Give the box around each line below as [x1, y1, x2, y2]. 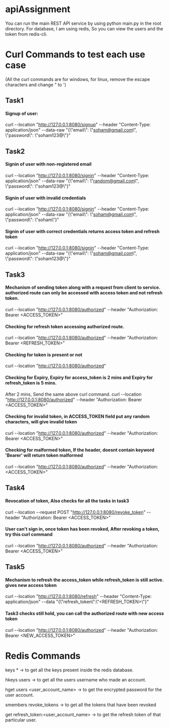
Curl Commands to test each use [5, 49, 145, 60]
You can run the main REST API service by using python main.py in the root [5, 20, 161, 26]
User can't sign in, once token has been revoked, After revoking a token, [5, 526, 160, 532]
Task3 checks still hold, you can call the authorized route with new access [5, 611, 164, 617]
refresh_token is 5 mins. [5, 380, 57, 386]
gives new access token [5, 582, 57, 588]
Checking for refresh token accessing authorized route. [5, 323, 125, 329]
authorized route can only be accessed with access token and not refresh [5, 290, 163, 296]
